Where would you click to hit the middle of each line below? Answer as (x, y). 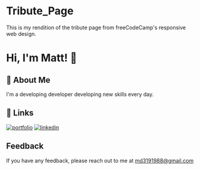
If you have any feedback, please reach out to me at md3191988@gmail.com (100, 160)
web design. (21, 33)
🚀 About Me (28, 80)
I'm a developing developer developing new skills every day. (80, 94)
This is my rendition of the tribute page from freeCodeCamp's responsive (96, 27)
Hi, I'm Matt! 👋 (42, 58)
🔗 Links (20, 113)
